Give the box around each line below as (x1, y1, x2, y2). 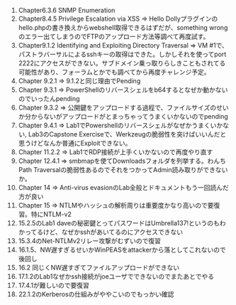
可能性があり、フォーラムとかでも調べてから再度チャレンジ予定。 (18, 68, 211, 76)
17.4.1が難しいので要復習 (18, 281, 89, 289)
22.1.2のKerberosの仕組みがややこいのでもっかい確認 (18, 290, 174, 298)
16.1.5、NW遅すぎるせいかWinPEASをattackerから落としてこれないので (18, 245, 226, 254)
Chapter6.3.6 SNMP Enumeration (18, 6, 116, 14)
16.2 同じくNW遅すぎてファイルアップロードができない (18, 263, 180, 272)
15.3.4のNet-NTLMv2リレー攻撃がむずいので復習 (18, 237, 162, 245)
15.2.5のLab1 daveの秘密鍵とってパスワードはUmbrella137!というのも (18, 219, 220, 227)
